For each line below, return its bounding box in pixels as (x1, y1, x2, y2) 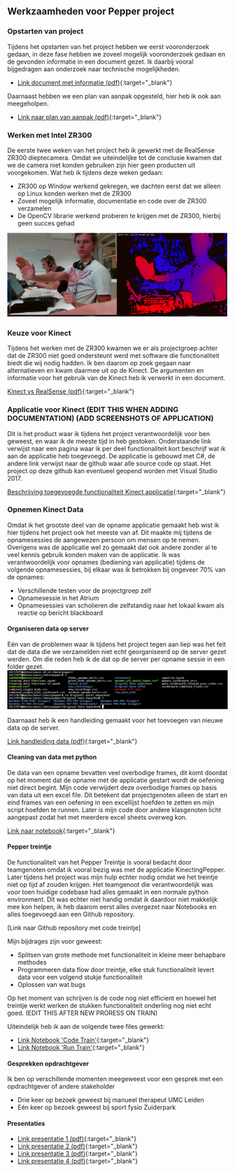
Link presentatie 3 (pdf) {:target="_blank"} (17, 1150, 138, 1158)
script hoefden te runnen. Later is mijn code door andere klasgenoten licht (7, 805, 222, 813)
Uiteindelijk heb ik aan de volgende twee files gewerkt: (7, 1022, 165, 1031)
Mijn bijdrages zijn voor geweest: (7, 937, 103, 946)
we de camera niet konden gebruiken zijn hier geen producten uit (7, 161, 196, 169)
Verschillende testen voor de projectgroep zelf (17, 586, 152, 595)
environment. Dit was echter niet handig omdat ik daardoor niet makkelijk (7, 895, 218, 904)
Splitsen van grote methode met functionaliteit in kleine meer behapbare (17, 950, 226, 960)
